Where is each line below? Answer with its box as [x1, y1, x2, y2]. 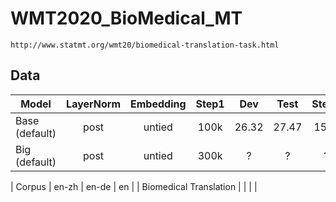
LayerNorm [66, 97, 122, 111]
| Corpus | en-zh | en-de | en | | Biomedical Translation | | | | [10, 180, 258, 192]
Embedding [130, 97, 187, 111]
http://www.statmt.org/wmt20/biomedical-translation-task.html [10, 40, 280, 50]
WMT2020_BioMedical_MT [10, 7, 243, 30]
